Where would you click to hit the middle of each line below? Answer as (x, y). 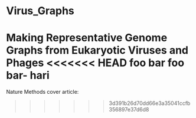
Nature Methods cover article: (43, 92)
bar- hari (28, 76)
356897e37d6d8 (129, 110)
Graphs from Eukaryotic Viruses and (97, 50)
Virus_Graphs (40, 11)
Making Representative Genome (87, 38)
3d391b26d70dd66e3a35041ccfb (150, 103)
